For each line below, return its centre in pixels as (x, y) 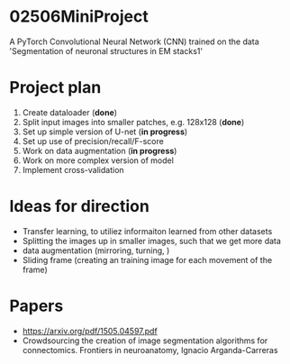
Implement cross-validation (73, 169)
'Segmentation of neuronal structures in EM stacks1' (106, 50)
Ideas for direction (80, 207)
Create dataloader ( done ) (70, 112)
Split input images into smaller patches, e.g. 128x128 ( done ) (133, 122)
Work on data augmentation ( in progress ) (100, 150)
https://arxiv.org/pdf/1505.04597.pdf (90, 331)
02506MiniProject (79, 17)
